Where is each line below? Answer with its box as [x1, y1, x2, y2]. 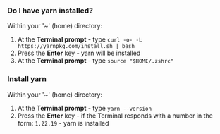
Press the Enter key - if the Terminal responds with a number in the [17, 111, 213, 120]
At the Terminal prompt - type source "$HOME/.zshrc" [17, 56, 174, 65]
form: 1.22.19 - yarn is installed [17, 118, 109, 127]
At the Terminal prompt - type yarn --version [17, 104, 152, 112]
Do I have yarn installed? [7, 6, 94, 16]
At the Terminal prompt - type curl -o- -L [17, 35, 142, 44]
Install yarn [7, 74, 47, 84]
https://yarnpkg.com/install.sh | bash [17, 43, 135, 50]
